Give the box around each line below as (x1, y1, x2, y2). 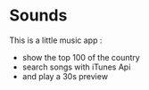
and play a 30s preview (21, 70, 109, 81)
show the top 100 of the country (21, 52, 140, 62)
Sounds (9, 5, 68, 26)
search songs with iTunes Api (21, 61, 131, 72)
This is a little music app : (9, 35, 103, 45)
